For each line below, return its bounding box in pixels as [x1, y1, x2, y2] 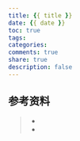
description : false [8, 63, 73, 71]
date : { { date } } [8, 19, 66, 27]
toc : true [8, 26, 41, 34]
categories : [8, 41, 48, 49]
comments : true [8, 48, 59, 56]
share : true [8, 56, 48, 64]
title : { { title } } [8, 11, 73, 20]
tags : [8, 33, 26, 42]
